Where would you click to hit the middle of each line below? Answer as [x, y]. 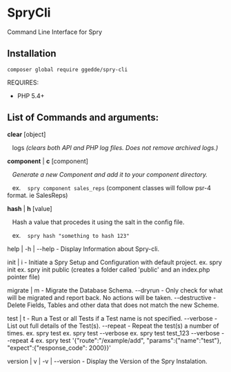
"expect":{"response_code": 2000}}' [59, 348]
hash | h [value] [30, 208]
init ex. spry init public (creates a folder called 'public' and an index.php [109, 269]
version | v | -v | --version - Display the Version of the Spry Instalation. [108, 361]
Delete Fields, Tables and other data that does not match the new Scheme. [113, 305]
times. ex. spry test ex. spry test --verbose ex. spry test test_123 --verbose [113, 333]
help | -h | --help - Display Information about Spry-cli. [83, 249]
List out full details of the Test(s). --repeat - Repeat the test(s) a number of [113, 326]
